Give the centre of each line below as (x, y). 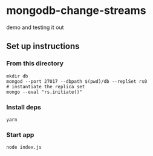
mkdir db (17, 76)
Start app (20, 135)
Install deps (24, 107)
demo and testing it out (35, 27)
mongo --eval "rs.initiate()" (44, 92)
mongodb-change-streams (76, 11)
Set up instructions (43, 46)
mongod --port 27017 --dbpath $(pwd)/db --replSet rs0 (77, 81)
